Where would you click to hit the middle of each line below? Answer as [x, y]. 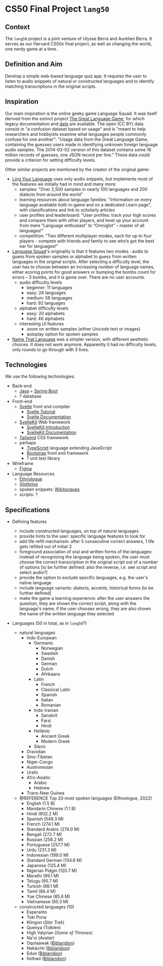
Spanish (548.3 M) [45, 819]
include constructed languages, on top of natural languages [79, 531]
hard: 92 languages [46, 303]
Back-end [22, 386]
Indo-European [41, 638]
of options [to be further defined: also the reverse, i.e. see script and [88, 567]
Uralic [33, 772]
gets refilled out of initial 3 [45, 547]
